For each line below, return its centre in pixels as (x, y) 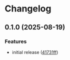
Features (16, 41)
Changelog (28, 9)
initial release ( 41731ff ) (35, 52)
